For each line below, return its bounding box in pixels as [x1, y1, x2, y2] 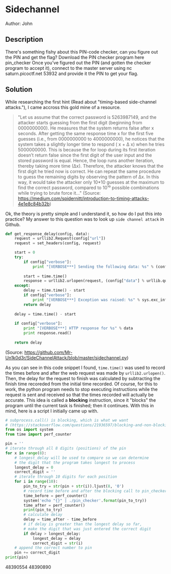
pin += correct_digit [14, 550, 60, 555]
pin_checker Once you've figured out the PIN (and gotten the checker [5, 60, 151, 66]
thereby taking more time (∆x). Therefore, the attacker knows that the [17, 163, 164, 169]
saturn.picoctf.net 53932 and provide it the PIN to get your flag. [5, 70, 138, 76]
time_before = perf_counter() [23, 493, 88, 498]
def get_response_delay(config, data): [5, 231, 90, 237]
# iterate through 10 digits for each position [14, 474, 117, 480]
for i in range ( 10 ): [14, 479, 58, 484]
